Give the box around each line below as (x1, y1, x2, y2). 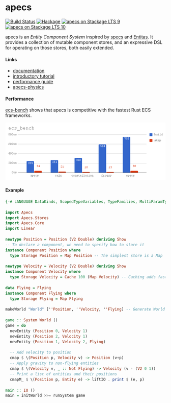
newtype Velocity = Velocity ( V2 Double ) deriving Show (5, 264, 126, 269)
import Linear (5, 226, 36, 231)
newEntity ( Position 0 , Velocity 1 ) (10, 328, 88, 334)
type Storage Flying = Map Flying (10, 296, 83, 301)
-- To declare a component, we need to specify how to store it (5, 242, 145, 247)
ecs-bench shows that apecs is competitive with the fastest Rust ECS (5, 107, 151, 113)
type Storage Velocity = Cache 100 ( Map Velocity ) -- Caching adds (10, 275, 156, 280)
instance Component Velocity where (5, 269, 81, 274)
